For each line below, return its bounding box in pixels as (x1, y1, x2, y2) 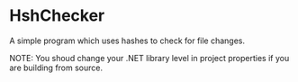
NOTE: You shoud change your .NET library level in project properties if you (9, 52, 290, 63)
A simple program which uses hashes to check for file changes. (9, 35, 246, 46)
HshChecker (9, 5, 105, 26)
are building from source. (9, 62, 104, 73)
